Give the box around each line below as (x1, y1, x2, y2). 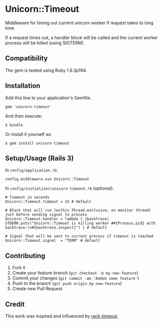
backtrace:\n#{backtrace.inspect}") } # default (5, 225, 107, 230)
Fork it (12, 265, 26, 271)
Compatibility (5, 54, 48, 63)
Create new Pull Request (12, 285, 63, 292)
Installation (5, 81, 41, 90)
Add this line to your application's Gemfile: (5, 95, 91, 101)
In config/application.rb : (5, 167, 58, 173)
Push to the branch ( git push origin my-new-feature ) (12, 281, 122, 286)
